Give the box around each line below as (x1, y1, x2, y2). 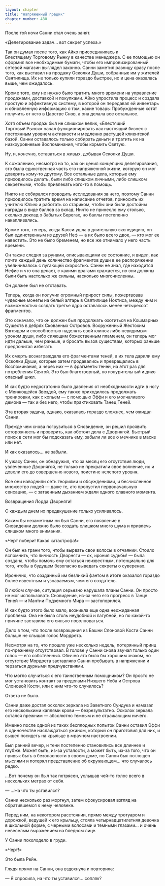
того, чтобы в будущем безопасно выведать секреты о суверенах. (5, 563, 146, 569)
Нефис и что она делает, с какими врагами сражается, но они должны (5, 268, 154, 274)
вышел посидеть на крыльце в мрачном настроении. (5, 733, 117, 739)
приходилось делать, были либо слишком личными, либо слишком (5, 176, 147, 182)
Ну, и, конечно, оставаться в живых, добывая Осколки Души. (5, 151, 135, 157)
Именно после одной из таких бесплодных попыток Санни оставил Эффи (5, 722, 160, 728)
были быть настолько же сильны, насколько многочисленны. (5, 273, 135, 279)
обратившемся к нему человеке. (5, 802, 75, 809)
